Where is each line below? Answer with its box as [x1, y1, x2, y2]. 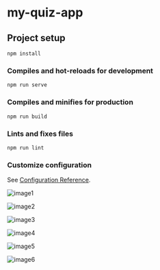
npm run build [7, 113, 48, 120]
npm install [7, 50, 41, 57]
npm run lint [7, 144, 44, 151]
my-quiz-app [7, 5, 83, 21]
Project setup [7, 32, 66, 44]
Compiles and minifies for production [7, 97, 133, 107]
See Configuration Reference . [7, 176, 91, 184]
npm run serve [7, 82, 48, 88]
